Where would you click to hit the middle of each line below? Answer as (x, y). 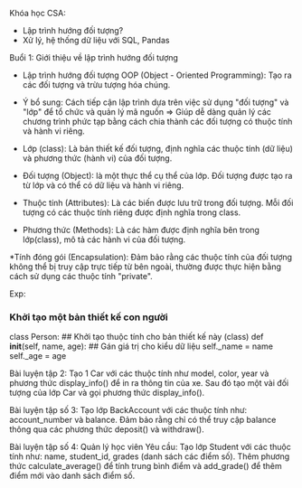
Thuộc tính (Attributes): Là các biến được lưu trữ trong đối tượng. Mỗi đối (158, 203)
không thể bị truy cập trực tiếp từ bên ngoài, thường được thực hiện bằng (146, 267)
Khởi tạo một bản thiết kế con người (89, 317)
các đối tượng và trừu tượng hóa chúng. (96, 84)
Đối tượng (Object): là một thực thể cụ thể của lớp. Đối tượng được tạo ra (157, 176)
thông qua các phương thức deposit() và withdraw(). (107, 429)
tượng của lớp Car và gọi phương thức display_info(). (107, 393)
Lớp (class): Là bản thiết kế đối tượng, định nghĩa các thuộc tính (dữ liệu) (158, 149)
